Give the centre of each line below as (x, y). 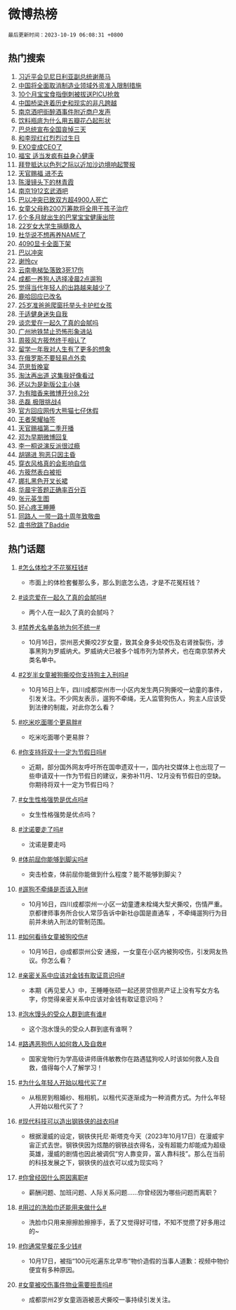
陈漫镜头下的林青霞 (46, 182)
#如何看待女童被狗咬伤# (53, 937)
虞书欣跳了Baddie (44, 525)
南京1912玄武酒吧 (43, 191)
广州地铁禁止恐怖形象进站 (55, 331)
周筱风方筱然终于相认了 (52, 340)
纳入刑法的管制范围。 (78, 921)
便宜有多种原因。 (53, 1269)
